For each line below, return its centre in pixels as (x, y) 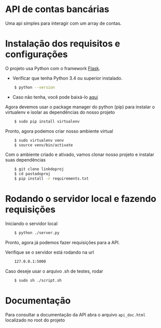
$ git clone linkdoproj (39, 169)
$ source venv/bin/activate (44, 145)
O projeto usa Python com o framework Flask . (53, 68)
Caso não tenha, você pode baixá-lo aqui (55, 97)
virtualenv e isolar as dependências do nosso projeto (60, 112)
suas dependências (26, 160)
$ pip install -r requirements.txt (52, 179)
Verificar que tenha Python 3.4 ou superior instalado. (67, 78)
